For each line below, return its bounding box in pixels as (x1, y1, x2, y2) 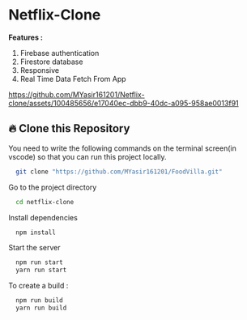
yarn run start (15, 266, 67, 275)
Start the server (8, 243, 61, 253)
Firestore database (19, 57, 83, 66)
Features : (8, 32, 43, 42)
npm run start (15, 258, 63, 267)
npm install (15, 228, 57, 237)
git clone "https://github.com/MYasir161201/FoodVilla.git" (15, 168, 223, 176)
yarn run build (15, 304, 67, 312)
